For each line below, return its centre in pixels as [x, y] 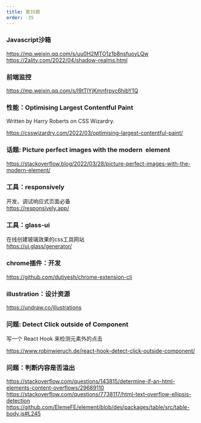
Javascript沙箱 [29, 40]
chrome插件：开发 [33, 264]
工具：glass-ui [28, 225]
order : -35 [20, 18]
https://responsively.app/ [38, 208]
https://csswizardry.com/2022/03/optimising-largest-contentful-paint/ [95, 133]
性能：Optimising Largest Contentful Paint [70, 108]
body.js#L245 [24, 414]
